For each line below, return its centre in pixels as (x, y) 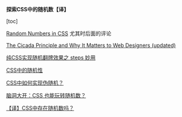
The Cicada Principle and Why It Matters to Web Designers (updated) (91, 45)
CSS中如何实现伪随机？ (35, 83)
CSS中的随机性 (25, 70)
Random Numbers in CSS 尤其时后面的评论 (59, 33)
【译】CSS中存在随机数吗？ (40, 108)
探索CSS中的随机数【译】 (38, 9)
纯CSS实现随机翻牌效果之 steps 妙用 (51, 58)
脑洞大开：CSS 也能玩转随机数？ (46, 95)
